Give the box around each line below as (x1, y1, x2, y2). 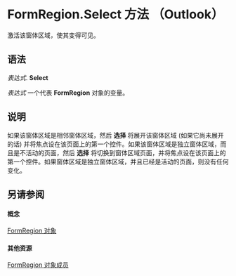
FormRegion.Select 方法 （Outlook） (7, 6, 224, 22)
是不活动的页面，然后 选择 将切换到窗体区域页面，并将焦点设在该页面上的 (13, 148, 226, 157)
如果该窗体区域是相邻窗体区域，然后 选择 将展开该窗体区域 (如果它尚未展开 (7, 131, 224, 139)
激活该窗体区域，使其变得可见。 (7, 31, 100, 39)
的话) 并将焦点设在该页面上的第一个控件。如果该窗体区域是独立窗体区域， (7, 140, 221, 148)
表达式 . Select (7, 73, 48, 81)
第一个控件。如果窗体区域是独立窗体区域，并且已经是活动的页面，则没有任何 (7, 157, 229, 166)
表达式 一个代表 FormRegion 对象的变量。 (7, 88, 129, 97)
